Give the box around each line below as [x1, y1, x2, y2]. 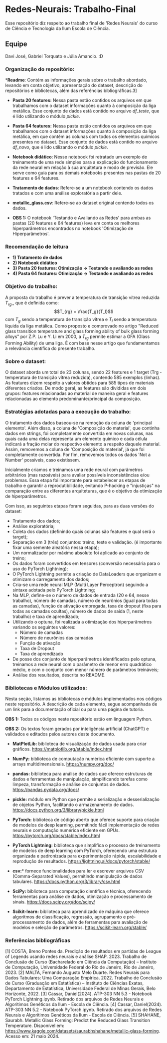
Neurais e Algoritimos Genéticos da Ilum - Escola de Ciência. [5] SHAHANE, [5, 1012, 161, 1018]
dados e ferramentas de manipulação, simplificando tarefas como [12, 776, 148, 782]
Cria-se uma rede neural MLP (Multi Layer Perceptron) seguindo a [12, 581, 149, 587]
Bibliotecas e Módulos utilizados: [5, 684, 87, 691]
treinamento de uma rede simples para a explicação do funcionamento [12, 159, 158, 165]
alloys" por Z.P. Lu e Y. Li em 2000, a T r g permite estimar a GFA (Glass [5, 333, 150, 341]
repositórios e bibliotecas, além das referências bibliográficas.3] [5, 87, 137, 93]
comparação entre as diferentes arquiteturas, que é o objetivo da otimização [5, 487, 163, 493]
